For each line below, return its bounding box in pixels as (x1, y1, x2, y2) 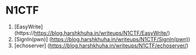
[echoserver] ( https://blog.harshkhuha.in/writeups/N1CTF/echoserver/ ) (14, 42, 189, 49)
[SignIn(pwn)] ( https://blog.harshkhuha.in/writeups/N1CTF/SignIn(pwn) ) (14, 35, 191, 43)
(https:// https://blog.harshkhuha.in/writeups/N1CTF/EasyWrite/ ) (14, 29, 170, 36)
